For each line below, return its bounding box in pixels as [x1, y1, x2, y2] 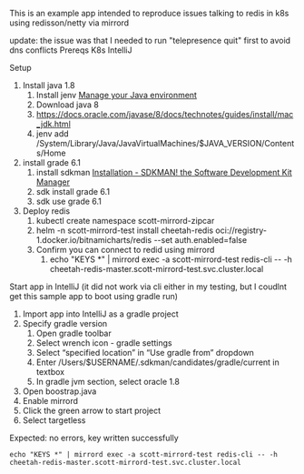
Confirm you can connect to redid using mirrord [35, 245, 215, 255]
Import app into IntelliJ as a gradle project [22, 308, 179, 319]
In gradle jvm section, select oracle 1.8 [35, 377, 180, 387]
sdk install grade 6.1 [35, 187, 111, 197]
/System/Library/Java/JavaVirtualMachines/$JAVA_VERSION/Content [35, 138, 295, 148]
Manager [35, 176, 71, 187]
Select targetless [22, 415, 86, 426]
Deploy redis [22, 206, 71, 217]
